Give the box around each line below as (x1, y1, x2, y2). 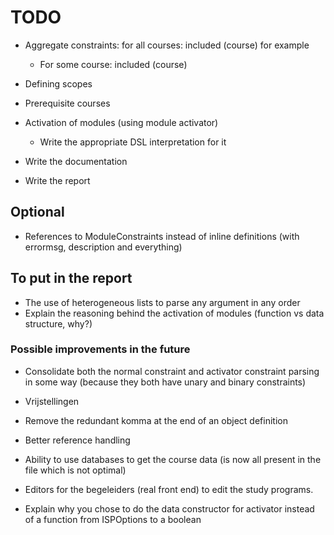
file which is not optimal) (24, 464, 127, 476)
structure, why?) (24, 317, 93, 330)
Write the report (24, 174, 91, 186)
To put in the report (10, 270, 133, 287)
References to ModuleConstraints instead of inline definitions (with (24, 230, 300, 242)
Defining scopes (24, 77, 93, 90)
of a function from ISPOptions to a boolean (24, 513, 202, 525)
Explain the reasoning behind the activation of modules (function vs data (24, 307, 325, 319)
